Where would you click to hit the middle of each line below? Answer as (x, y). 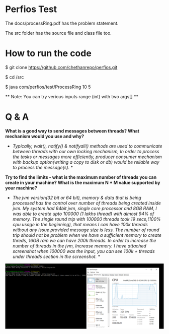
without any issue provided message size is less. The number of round (86, 230)
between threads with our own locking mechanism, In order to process (86, 151)
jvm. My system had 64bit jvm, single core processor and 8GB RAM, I (84, 208)
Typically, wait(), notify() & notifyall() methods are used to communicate (87, 146)
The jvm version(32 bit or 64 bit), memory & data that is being (77, 197)
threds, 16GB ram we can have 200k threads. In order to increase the (84, 240)
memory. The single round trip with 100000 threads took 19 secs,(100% (87, 219)
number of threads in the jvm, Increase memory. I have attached (79, 246)
